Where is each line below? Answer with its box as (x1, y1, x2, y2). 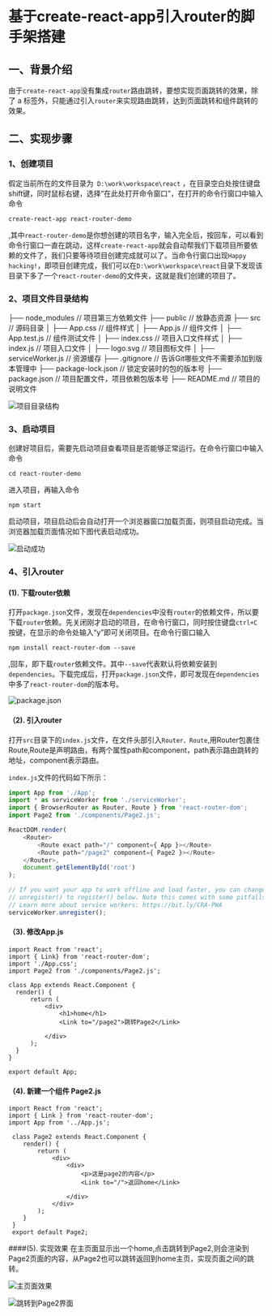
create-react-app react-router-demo (8, 214, 132, 223)
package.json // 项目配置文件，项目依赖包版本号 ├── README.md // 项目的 (8, 373, 261, 383)
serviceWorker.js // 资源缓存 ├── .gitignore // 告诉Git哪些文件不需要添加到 (8, 353, 256, 363)
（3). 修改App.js (8, 927, 64, 937)
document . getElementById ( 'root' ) (23, 864, 136, 872)
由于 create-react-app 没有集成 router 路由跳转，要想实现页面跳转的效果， (8, 86, 252, 95)
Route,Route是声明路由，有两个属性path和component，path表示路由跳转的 (8, 744, 259, 755)
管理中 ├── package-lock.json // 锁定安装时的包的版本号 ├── (15, 363, 223, 373)
